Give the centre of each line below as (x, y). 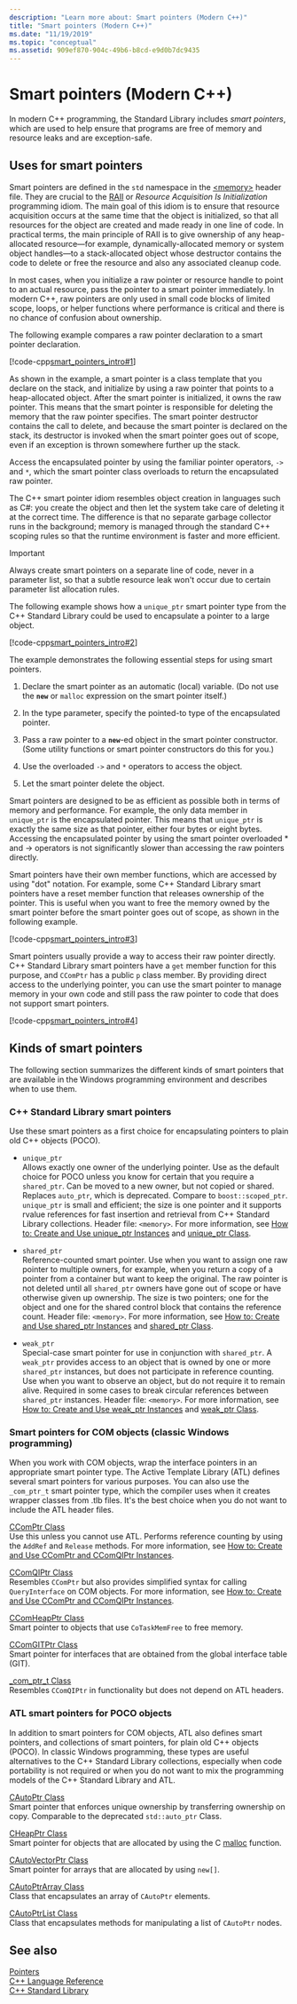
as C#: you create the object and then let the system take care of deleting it (147, 507)
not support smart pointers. (59, 1003)
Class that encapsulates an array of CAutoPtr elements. (110, 1896)
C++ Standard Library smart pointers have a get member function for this (143, 966)
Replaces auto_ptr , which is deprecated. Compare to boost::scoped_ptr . (155, 1195)
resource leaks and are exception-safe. (81, 138)
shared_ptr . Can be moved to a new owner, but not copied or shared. (148, 1186)
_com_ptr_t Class (40, 1681)
